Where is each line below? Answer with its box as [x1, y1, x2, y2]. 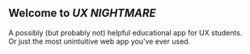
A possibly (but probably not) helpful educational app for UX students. [8, 27, 243, 37]
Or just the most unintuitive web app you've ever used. [8, 36, 191, 46]
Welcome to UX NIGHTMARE [8, 6, 156, 20]
